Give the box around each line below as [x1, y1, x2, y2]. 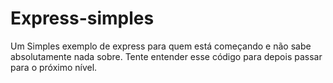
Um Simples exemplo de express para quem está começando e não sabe [10, 40, 312, 52]
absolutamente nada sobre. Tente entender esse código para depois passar [10, 50, 323, 62]
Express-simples [10, 7, 155, 30]
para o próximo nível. [10, 61, 98, 73]
